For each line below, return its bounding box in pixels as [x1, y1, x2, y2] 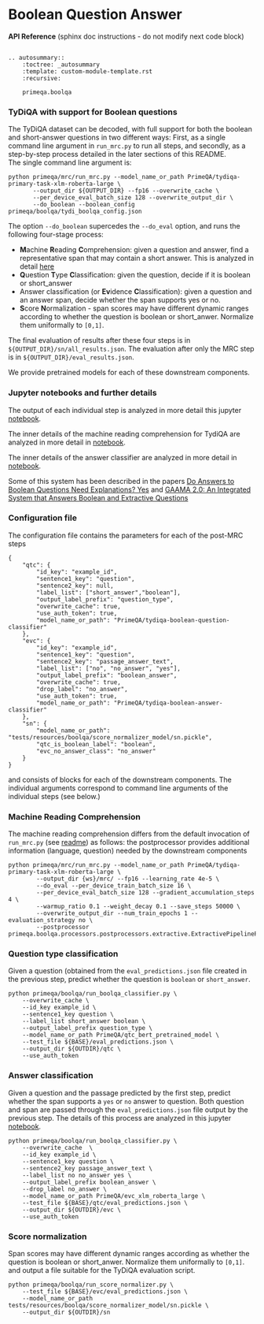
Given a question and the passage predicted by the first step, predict [8, 1088, 231, 1097]
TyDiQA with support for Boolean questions [8, 106, 178, 117]
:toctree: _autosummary [22, 61, 101, 69]
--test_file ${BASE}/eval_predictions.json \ [22, 1038, 174, 1046]
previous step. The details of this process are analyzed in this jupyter [8, 1113, 232, 1122]
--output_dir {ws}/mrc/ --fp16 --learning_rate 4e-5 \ [36, 875, 220, 883]
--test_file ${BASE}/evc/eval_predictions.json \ [22, 1288, 189, 1296]
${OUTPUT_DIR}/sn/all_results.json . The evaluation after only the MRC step [8, 344, 255, 354]
